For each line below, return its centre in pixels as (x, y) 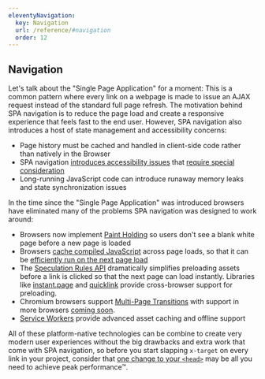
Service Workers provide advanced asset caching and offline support (132, 318)
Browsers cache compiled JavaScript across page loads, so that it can (134, 251)
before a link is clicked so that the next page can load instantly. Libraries (137, 277)
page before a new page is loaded (75, 243)
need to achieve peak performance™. (68, 367)
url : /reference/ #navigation (63, 30)
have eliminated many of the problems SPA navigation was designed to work (132, 211)
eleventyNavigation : (42, 15)
